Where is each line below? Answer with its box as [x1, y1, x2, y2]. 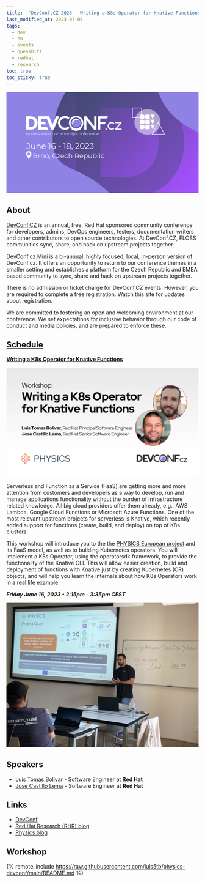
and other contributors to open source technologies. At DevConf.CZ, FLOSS [6, 234, 196, 242]
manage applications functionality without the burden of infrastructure [6, 495, 183, 503]
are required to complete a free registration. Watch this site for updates [6, 291, 185, 298]
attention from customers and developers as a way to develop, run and [6, 489, 184, 496]
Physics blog [15, 829, 48, 836]
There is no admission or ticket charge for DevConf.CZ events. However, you [6, 284, 199, 291]
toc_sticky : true [6, 74, 51, 81]
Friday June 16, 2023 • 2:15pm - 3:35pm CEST [6, 590, 126, 598]
